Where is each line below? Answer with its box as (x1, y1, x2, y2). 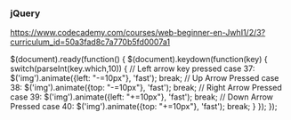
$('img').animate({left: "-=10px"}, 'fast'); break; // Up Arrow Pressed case (10, 73, 279, 84)
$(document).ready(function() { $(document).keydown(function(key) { (10, 54, 268, 65)
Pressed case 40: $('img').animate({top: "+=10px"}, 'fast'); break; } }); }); (10, 101, 278, 112)
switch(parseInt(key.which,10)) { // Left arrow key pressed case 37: (10, 63, 255, 74)
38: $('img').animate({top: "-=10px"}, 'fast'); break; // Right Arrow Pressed (10, 83, 283, 93)
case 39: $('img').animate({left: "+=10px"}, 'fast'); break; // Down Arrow (10, 92, 274, 102)
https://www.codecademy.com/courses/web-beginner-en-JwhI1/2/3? (10, 28, 266, 38)
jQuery (10, 7, 41, 20)
